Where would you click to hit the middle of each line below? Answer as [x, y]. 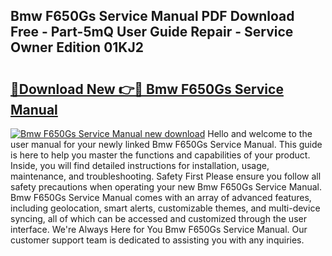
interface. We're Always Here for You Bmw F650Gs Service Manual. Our [159, 229]
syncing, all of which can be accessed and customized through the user [158, 218]
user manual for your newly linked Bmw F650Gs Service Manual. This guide [166, 144]
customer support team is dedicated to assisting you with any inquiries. [157, 240]
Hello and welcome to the [260, 133]
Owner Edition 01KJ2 [77, 47]
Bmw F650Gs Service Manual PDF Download [152, 16]
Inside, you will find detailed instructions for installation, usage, [140, 165]
